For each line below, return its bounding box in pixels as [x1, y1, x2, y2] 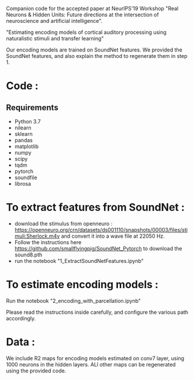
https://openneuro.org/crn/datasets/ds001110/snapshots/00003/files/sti [14, 226, 188, 233]
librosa [14, 180, 31, 187]
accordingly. [6, 314, 36, 321]
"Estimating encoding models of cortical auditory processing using [6, 29, 167, 36]
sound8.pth [14, 251, 43, 258]
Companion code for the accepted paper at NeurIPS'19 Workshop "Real [6, 5, 179, 12]
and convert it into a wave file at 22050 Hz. [61, 232, 165, 239]
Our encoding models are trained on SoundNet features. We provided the [6, 46, 183, 53]
